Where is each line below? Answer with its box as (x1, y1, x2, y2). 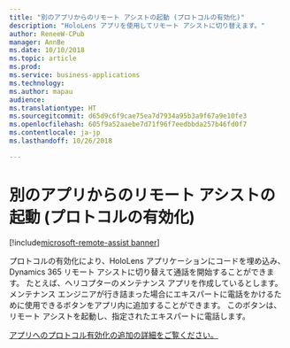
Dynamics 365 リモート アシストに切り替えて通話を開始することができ (9, 267, 267, 277)
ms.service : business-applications (9, 71, 141, 80)
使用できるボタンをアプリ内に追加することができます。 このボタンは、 (24, 299, 282, 310)
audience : (9, 95, 46, 104)
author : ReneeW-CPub (9, 29, 86, 38)
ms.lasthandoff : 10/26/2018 (9, 136, 113, 145)
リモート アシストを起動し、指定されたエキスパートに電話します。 (9, 311, 250, 321)
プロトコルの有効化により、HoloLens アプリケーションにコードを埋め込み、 (9, 255, 286, 266)
